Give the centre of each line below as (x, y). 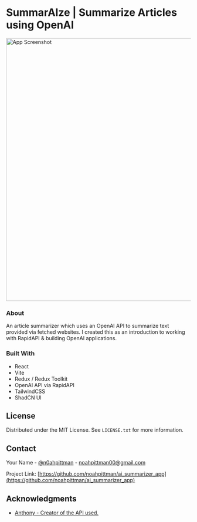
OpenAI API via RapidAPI (44, 385)
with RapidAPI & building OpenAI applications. (62, 338)
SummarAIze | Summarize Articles (92, 13)
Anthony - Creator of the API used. (56, 513)
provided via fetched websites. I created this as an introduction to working (96, 332)
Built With (21, 354)
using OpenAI (40, 25)
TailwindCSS (30, 391)
